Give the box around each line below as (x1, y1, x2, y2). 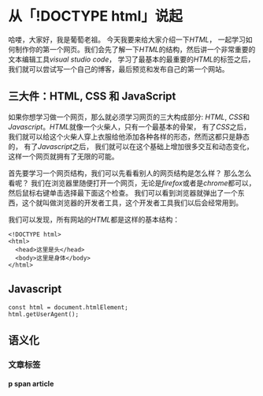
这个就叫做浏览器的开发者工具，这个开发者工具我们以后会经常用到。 (21, 198, 243, 207)
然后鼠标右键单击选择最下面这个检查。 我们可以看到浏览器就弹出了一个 (8, 188, 238, 197)
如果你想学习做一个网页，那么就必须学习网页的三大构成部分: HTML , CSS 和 (8, 112, 250, 121)
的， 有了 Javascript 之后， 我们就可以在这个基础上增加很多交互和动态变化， (8, 141, 254, 151)
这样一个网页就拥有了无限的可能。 (8, 151, 119, 161)
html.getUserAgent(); (8, 310, 80, 318)
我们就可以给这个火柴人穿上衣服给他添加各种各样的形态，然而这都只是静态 (8, 132, 250, 141)
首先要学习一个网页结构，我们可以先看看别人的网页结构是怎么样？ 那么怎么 (8, 168, 252, 177)
